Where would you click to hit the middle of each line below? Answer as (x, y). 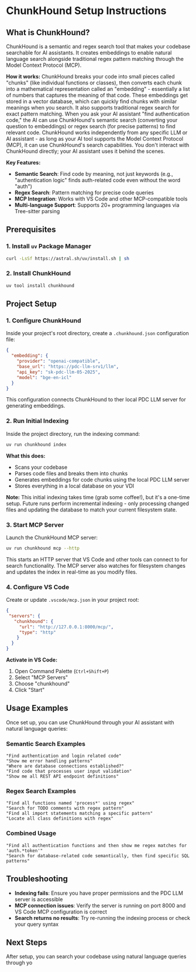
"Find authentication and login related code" (64, 756)
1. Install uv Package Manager (49, 246)
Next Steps (27, 942)
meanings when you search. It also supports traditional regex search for (93, 108)
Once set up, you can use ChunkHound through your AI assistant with (90, 722)
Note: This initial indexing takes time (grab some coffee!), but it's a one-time (98, 497)
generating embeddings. (36, 406)
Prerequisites (31, 230)
